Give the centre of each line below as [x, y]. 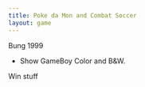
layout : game [30, 23]
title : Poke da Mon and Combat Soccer [72, 15]
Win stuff [23, 76]
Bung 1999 [26, 45]
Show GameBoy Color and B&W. [72, 61]
